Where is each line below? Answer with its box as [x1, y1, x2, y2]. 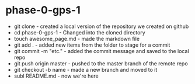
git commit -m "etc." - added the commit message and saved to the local [13, 47, 189, 54]
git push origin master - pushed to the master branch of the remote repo [13, 60, 188, 67]
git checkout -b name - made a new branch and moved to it [13, 66, 158, 73]
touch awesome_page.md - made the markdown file [13, 35, 140, 42]
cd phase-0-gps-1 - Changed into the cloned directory [13, 29, 145, 36]
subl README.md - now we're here [13, 72, 99, 79]
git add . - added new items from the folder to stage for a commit [13, 41, 170, 48]
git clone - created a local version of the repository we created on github [13, 23, 189, 30]
